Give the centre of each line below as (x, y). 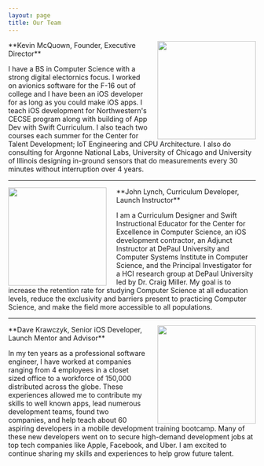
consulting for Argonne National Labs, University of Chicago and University (130, 152)
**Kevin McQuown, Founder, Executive (72, 45)
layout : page (29, 15)
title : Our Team (35, 23)
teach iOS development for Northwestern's (77, 110)
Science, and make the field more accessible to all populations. (110, 306)
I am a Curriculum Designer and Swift (177, 215)
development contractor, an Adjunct (175, 240)
